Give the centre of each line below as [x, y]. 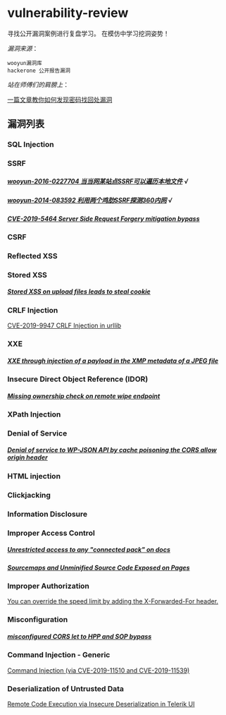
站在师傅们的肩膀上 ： [38, 84]
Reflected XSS [32, 256]
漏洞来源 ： [23, 48]
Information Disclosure [48, 514]
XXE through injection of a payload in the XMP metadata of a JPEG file [113, 361]
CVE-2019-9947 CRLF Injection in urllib [64, 325]
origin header [27, 457]
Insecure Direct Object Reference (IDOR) [78, 379]
